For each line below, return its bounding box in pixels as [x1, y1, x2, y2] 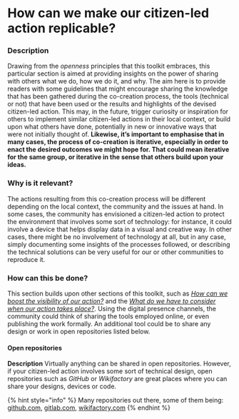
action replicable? [7, 20, 116, 36]
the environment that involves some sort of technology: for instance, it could [7, 217, 232, 226]
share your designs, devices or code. [7, 382, 116, 390]
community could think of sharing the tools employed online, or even [7, 312, 209, 320]
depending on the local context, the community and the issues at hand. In [7, 202, 223, 211]
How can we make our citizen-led [7, 5, 209, 21]
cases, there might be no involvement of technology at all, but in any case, [7, 232, 226, 241]
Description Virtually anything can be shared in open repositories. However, [7, 359, 232, 368]
